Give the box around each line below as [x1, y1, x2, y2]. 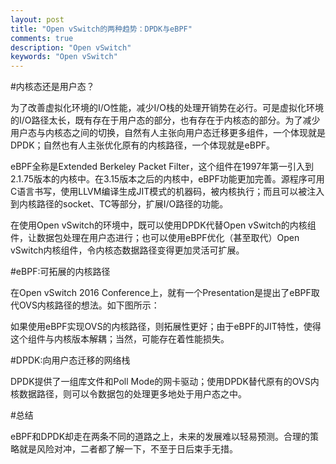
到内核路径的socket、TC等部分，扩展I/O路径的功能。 [10, 198, 229, 210]
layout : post [10, 14, 65, 25]
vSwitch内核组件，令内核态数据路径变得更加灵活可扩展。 [10, 244, 245, 256]
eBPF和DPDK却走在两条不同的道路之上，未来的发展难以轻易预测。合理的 [10, 431, 311, 443]
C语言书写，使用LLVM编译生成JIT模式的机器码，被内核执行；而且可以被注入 [10, 186, 325, 198]
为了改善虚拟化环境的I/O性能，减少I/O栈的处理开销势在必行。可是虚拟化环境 [10, 102, 325, 114]
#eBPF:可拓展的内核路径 [10, 266, 111, 278]
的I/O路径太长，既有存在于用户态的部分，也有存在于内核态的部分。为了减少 [10, 114, 321, 126]
